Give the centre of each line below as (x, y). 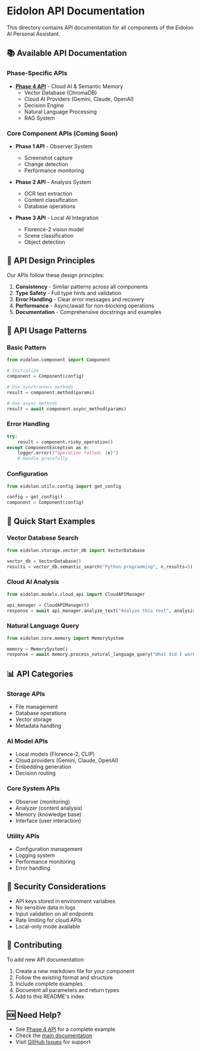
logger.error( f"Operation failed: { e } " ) (68, 453)
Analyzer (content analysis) (49, 808)
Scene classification (49, 235)
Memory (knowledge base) (48, 814)
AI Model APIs (27, 741)
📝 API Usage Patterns (47, 331)
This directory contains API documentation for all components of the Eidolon (100, 27)
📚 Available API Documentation (67, 53)
